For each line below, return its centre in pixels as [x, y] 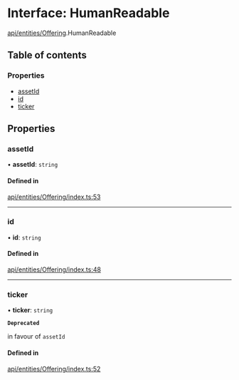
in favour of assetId [36, 337]
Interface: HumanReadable [89, 13]
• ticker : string [30, 310]
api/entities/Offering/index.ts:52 [54, 369]
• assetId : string [33, 165]
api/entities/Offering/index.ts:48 [54, 269]
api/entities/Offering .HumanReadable [62, 33]
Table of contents [47, 55]
